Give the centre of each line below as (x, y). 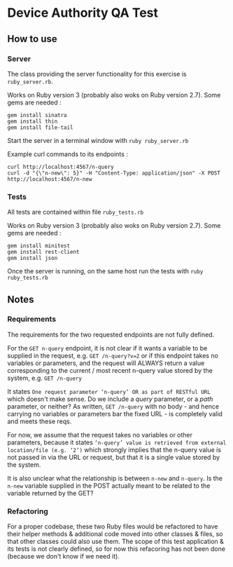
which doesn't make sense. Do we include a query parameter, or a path (110, 399)
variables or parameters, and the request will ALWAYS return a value (106, 363)
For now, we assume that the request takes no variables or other (100, 435)
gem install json (33, 258)
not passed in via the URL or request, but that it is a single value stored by (114, 457)
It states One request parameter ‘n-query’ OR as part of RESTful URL (109, 391)
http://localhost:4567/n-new (50, 179)
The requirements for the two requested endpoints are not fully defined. (111, 334)
